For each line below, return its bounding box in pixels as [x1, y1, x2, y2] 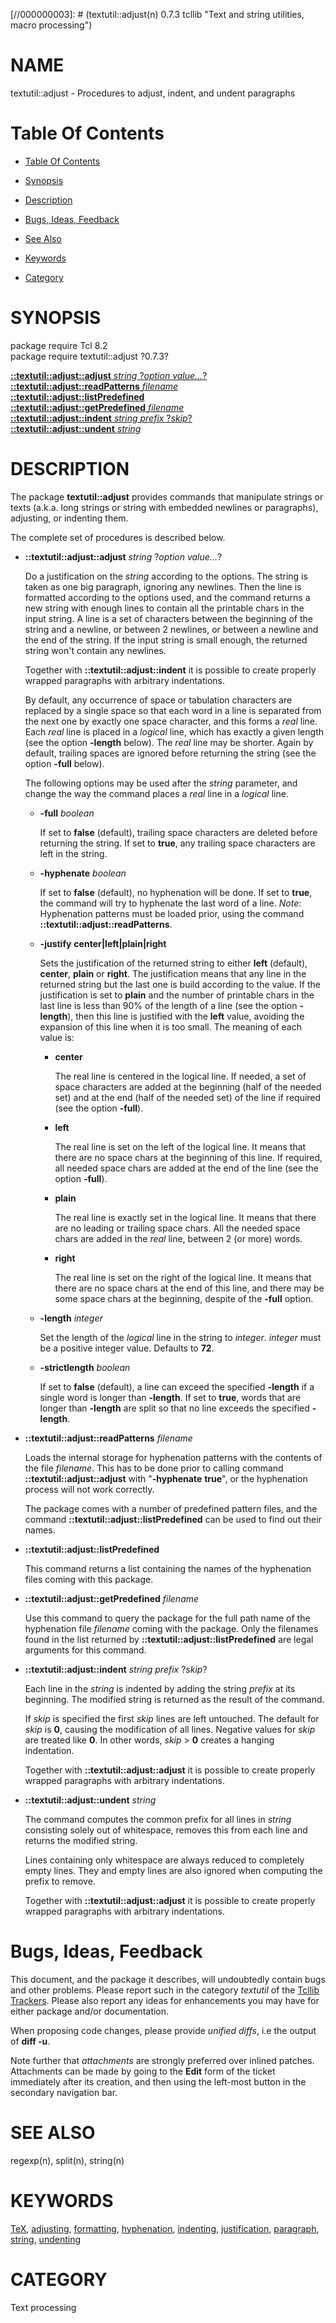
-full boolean [39, 807, 95, 819]
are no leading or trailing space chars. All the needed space [54, 1222, 301, 1234]
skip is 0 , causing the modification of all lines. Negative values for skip [24, 1723, 316, 1735]
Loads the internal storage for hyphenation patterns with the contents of [24, 1451, 323, 1463]
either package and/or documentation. [10, 2005, 170, 2017]
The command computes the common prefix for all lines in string [24, 1813, 292, 1825]
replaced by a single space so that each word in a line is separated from [24, 704, 322, 716]
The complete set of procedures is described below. [10, 531, 226, 543]
